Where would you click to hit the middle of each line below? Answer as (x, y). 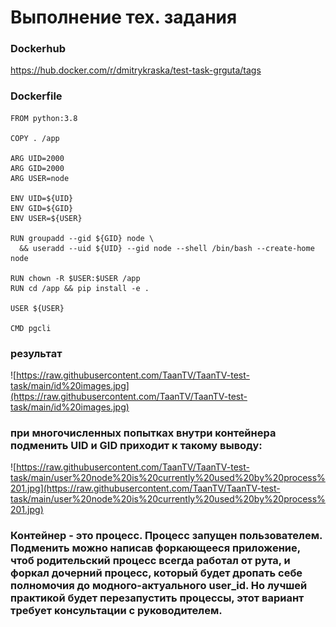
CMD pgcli (31, 328)
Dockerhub (38, 49)
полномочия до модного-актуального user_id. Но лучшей (159, 586)
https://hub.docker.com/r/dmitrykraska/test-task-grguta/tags (136, 70)
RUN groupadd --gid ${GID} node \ (82, 238)
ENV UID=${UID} (42, 198)
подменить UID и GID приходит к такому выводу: (136, 445)
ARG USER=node (40, 178)
